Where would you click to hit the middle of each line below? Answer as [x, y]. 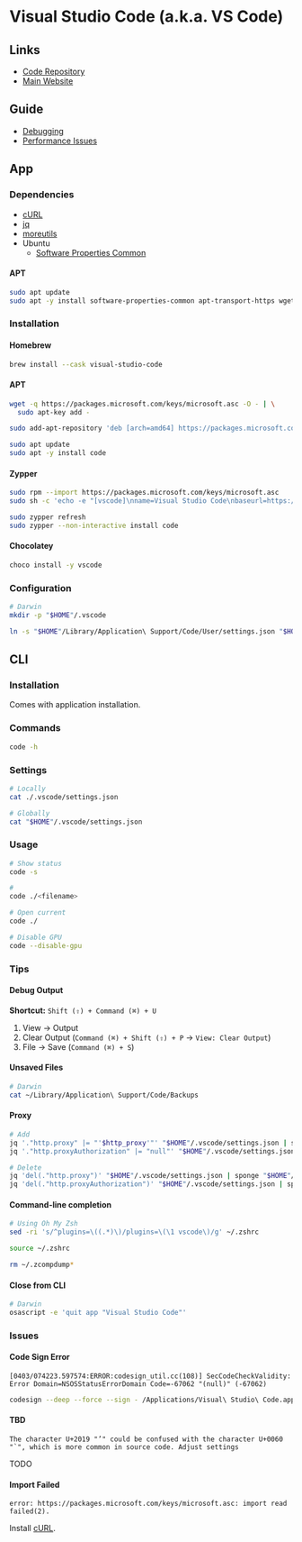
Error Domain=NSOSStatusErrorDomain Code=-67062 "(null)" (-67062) [138, 1384]
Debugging [43, 131]
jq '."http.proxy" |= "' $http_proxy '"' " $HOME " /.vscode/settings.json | [148, 1143]
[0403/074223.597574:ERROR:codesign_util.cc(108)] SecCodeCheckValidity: [151, 1376]
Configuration [40, 588]
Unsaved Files [36, 1068]
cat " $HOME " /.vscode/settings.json [76, 822]
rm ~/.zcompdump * [42, 1265]
